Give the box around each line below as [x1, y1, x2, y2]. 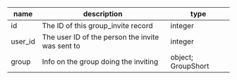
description [83, 9, 123, 18]
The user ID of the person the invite [42, 32, 159, 41]
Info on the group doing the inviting [42, 57, 159, 66]
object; [170, 53, 194, 62]
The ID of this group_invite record [42, 21, 153, 30]
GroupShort [170, 61, 209, 71]
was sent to [42, 41, 81, 51]
